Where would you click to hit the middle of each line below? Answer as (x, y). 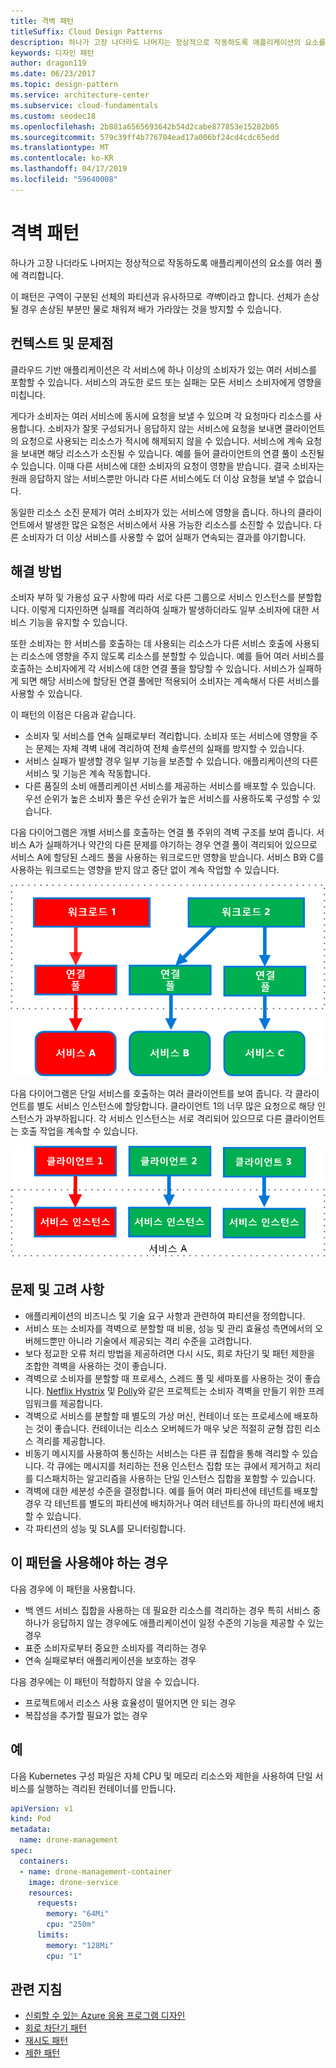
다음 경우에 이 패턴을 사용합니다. (73, 1589)
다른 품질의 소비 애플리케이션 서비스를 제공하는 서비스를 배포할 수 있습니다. (170, 786)
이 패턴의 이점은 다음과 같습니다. (73, 715)
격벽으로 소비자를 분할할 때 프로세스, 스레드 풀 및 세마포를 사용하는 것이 (163, 1378)
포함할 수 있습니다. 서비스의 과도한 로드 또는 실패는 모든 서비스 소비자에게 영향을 (166, 382)
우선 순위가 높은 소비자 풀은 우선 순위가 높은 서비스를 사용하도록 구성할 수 (167, 799)
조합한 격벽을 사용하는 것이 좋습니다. (95, 1366)
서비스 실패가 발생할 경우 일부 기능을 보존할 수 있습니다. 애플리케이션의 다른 (171, 761)
